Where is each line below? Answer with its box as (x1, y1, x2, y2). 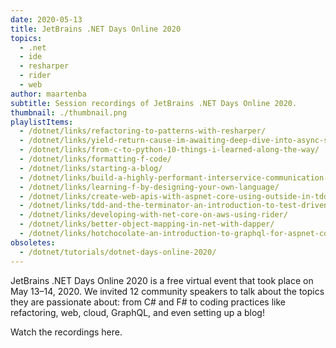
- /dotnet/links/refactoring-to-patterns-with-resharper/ (19, 126, 267, 136)
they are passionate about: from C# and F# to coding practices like (10, 296, 286, 308)
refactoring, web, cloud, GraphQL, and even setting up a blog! (10, 306, 265, 318)
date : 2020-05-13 (10, 14, 83, 25)
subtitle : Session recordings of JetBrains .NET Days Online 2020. (10, 98, 298, 108)
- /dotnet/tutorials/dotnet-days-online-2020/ (19, 247, 217, 257)
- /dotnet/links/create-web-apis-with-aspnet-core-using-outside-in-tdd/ (19, 191, 333, 201)
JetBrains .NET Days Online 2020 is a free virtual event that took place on (10, 274, 314, 286)
